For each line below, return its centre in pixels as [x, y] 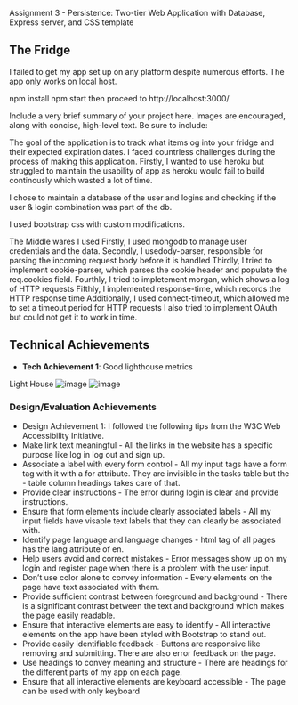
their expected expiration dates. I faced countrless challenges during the [142, 151]
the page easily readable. [68, 615]
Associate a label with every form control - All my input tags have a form [154, 464]
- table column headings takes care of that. [101, 482]
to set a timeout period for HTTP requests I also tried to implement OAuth [143, 307]
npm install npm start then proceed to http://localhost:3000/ [119, 98]
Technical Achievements [79, 345]
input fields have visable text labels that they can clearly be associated [152, 521]
